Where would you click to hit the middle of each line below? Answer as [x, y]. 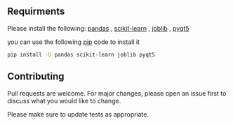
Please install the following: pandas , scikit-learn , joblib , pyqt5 [98, 28]
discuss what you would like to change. [64, 101]
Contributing [36, 76]
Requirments [36, 12]
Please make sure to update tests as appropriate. [78, 114]
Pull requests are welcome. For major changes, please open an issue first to [117, 93]
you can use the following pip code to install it [74, 42]
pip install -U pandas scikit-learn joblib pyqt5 [81, 54]
